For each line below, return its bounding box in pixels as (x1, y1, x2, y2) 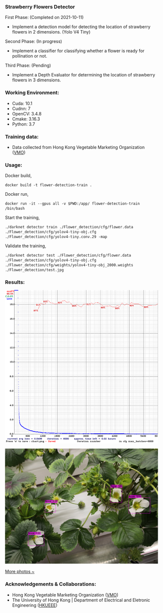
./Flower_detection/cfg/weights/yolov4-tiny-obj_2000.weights (5, 263, 133, 268)
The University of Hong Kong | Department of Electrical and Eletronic (12, 597, 150, 603)
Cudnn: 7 (12, 106, 31, 111)
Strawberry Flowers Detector (5, 3, 75, 10)
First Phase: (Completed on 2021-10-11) (5, 15, 84, 20)
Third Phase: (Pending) (5, 62, 51, 69)
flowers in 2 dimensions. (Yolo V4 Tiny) (12, 29, 91, 35)
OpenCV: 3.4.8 (12, 111, 42, 116)
